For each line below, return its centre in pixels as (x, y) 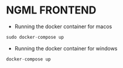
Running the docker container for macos (63, 26)
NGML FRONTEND (51, 10)
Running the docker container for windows (66, 48)
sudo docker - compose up (35, 37)
